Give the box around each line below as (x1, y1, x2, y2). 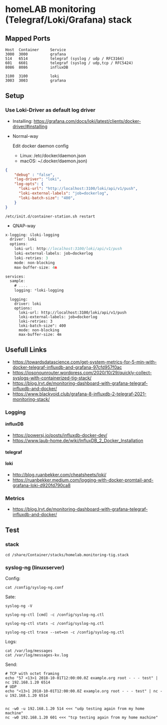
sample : (10, 279, 26, 284)
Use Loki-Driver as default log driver (5, 107, 96, 114)
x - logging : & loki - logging (5, 232, 59, 237)
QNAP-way (12, 222, 36, 228)
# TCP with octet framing (5, 671, 59, 676)
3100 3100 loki (5, 74, 59, 79)
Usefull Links (5, 346, 47, 354)
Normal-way (12, 133, 39, 139)
